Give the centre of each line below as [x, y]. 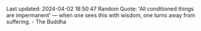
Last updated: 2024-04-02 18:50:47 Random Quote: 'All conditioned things [100, 9]
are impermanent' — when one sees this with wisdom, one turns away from [101, 15]
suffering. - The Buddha [36, 22]
